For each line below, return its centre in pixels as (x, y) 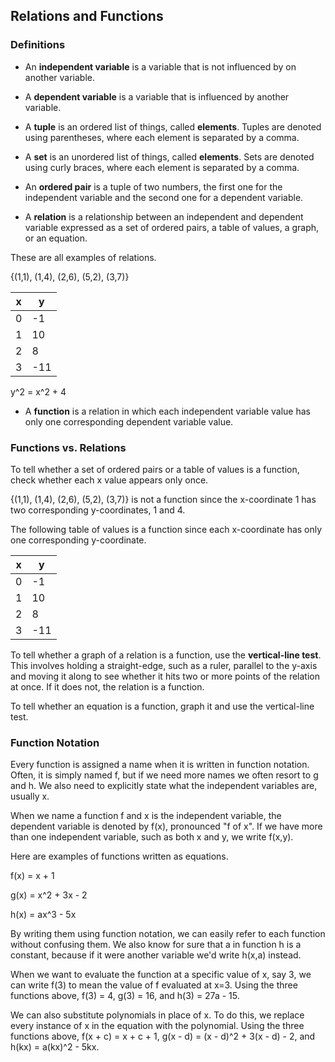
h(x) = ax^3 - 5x (43, 915)
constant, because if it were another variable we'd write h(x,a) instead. (156, 955)
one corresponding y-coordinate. (78, 540)
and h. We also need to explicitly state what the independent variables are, (164, 786)
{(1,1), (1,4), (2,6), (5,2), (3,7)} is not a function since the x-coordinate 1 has (163, 499)
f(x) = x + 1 (32, 876)
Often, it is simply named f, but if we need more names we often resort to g (164, 775)
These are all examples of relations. (83, 257)
